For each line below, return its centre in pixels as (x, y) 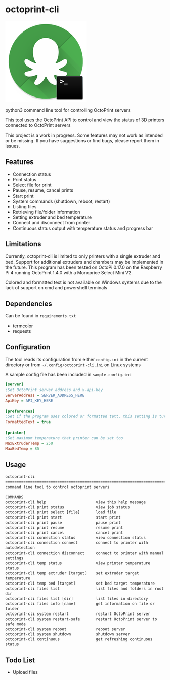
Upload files (25, 672)
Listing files (25, 206)
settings (14, 558)
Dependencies (29, 303)
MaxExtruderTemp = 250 (29, 443)
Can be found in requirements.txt (41, 316)
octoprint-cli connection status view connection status (75, 538)
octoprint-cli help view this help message (75, 502)
